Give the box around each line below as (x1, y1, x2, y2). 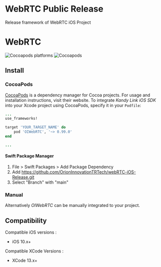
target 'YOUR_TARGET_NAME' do (5, 125, 66, 130)
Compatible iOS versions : (5, 229, 57, 236)
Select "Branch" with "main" (12, 179, 69, 185)
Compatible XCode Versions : (5, 248, 64, 254)
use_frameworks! (5, 116, 38, 121)
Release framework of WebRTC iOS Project (5, 19, 91, 25)
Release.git (12, 174, 35, 180)
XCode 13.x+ (12, 258, 38, 264)
